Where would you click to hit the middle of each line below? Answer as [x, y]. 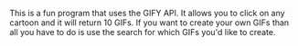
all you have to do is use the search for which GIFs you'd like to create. [143, 32]
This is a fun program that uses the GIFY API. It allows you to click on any [147, 13]
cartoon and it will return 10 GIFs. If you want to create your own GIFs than [149, 23]
